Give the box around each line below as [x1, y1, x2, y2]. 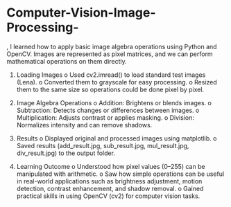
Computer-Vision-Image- [6, 5, 156, 21]
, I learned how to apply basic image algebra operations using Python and [6, 42, 217, 51]
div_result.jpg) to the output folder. [16, 149, 116, 157]
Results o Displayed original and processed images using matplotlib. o [16, 134, 217, 143]
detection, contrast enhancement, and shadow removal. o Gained [16, 184, 204, 192]
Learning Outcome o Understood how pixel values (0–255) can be [16, 162, 205, 170]
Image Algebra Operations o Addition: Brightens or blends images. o [16, 98, 212, 107]
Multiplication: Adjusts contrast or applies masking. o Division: [16, 113, 195, 122]
